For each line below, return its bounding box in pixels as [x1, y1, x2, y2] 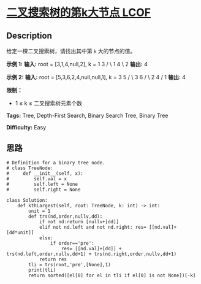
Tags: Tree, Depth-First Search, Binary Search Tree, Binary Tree [6, 112, 169, 119]
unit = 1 [28, 208, 51, 214]
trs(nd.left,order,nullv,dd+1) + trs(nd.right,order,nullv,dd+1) [6, 251, 176, 257]
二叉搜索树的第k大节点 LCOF [6, 6, 151, 20]
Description [6, 30, 52, 40]
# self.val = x [6, 175, 67, 182]
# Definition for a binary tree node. [6, 159, 105, 166]
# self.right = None [6, 186, 81, 193]
